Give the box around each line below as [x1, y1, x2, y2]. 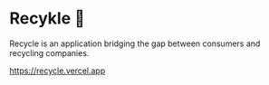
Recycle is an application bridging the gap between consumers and [9, 38, 261, 49]
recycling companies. [9, 47, 90, 58]
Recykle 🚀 [9, 8, 86, 29]
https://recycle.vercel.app [9, 65, 106, 76]
